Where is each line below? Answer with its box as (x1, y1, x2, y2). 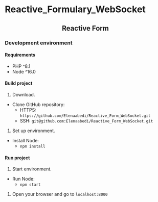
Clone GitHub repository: (12, 101, 65, 108)
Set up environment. (12, 128, 55, 134)
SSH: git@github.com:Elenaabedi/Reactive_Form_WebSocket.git (19, 117, 153, 123)
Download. (12, 91, 35, 97)
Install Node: (12, 137, 39, 143)
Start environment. (12, 166, 52, 172)
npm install (19, 144, 46, 149)
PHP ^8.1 (12, 63, 31, 69)
